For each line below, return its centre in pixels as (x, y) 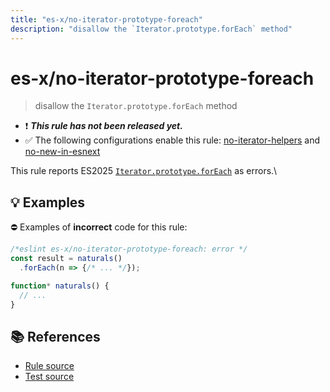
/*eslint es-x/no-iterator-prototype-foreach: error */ (129, 249)
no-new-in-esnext (62, 152)
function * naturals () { (60, 286)
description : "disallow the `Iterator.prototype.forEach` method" (151, 29)
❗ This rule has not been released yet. (103, 126)
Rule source (49, 366)
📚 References (55, 336)
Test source (49, 377)
